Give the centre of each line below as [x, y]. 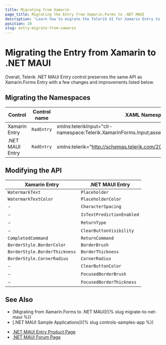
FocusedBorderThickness [109, 282]
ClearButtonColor [101, 266]
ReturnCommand [97, 238]
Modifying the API [33, 171]
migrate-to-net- [141, 312]
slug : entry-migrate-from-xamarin [41, 28]
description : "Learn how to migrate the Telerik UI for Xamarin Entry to [83, 19]
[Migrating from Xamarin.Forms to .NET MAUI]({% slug [68, 312]
